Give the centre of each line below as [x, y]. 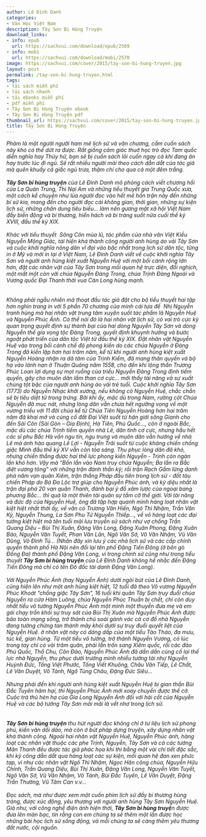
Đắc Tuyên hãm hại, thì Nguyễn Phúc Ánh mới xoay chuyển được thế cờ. [98, 691]
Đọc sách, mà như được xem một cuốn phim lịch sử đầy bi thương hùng [97, 795]
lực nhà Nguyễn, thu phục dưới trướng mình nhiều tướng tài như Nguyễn [97, 658]
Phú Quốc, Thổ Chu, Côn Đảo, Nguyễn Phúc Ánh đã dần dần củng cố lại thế [103, 652]
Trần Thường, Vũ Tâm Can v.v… [46, 782]
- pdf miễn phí [26, 103]
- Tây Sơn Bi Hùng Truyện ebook [47, 109]
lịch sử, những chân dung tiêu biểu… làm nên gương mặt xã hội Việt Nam [98, 208]
